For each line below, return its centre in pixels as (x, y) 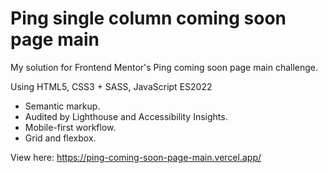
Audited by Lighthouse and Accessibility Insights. (126, 116)
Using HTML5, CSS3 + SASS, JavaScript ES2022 (111, 86)
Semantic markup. (62, 106)
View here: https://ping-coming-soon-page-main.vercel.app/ (136, 157)
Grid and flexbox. (60, 138)
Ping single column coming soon (148, 18)
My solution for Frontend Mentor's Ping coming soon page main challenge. (164, 67)
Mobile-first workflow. (70, 127)
